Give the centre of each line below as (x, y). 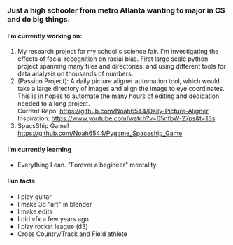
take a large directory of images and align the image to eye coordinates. (121, 89)
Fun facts (21, 181)
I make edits (35, 211)
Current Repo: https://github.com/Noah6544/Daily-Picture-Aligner (113, 111)
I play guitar (34, 196)
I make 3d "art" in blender (55, 204)
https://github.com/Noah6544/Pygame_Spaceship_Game (100, 133)
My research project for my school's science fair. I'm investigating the (118, 52)
